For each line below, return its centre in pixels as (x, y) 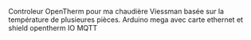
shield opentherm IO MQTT (53, 28)
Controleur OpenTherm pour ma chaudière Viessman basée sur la (116, 11)
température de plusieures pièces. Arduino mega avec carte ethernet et (126, 20)
